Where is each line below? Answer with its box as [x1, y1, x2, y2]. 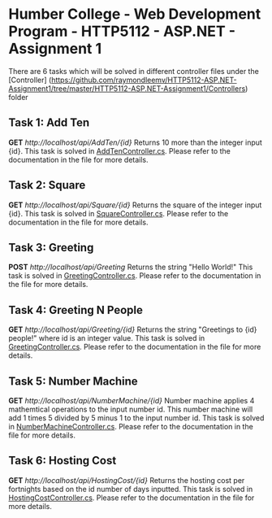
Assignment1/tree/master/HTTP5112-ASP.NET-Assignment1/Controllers [8, 83, 246, 94]
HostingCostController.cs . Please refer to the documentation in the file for [8, 493, 255, 503]
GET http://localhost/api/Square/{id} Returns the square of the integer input [8, 200, 262, 210]
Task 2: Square [8, 178, 86, 192]
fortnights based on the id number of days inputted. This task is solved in [8, 484, 253, 494]
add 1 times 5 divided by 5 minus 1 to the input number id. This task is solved [8, 413, 265, 423]
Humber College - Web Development [8, 5, 261, 24]
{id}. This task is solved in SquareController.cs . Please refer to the [8, 208, 229, 218]
